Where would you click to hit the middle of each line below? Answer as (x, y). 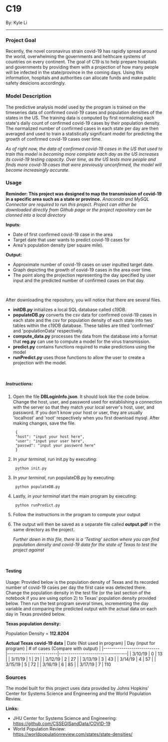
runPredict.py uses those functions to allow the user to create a (79, 357)
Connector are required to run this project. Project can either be (71, 204)
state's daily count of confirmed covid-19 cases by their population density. (83, 123)
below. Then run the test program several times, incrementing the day (77, 603)
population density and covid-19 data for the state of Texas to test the (85, 544)
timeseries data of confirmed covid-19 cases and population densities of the (84, 112)
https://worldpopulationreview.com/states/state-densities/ (73, 734)
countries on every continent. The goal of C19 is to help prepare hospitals (81, 62)
